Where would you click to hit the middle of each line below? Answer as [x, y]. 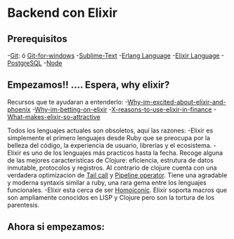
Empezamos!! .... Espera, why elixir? [89, 85]
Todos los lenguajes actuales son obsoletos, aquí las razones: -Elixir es [110, 130]
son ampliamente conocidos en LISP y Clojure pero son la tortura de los [111, 197]
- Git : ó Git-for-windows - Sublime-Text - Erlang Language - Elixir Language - [116, 55]
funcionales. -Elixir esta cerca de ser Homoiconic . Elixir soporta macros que [117, 190]
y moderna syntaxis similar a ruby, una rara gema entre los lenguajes [107, 182]
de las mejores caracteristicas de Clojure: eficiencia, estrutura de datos [111, 160]
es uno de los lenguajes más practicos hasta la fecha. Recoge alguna [123, 153]
